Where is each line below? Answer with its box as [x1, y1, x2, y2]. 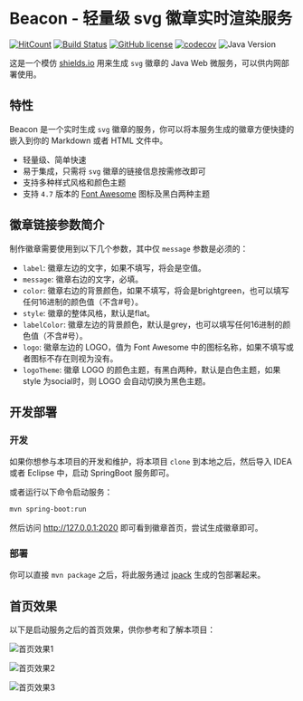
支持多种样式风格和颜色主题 [22, 177, 127, 187]
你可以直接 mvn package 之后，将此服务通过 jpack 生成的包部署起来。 [9, 570, 266, 581]
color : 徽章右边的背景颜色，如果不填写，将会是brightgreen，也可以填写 [22, 284, 289, 295]
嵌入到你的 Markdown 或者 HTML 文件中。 [9, 135, 168, 146]
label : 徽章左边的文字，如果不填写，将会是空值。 [22, 262, 206, 273]
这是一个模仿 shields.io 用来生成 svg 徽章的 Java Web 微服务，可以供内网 [9, 57, 282, 68]
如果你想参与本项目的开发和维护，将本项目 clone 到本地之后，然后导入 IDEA [9, 456, 292, 467]
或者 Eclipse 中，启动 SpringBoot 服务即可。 [9, 467, 175, 478]
